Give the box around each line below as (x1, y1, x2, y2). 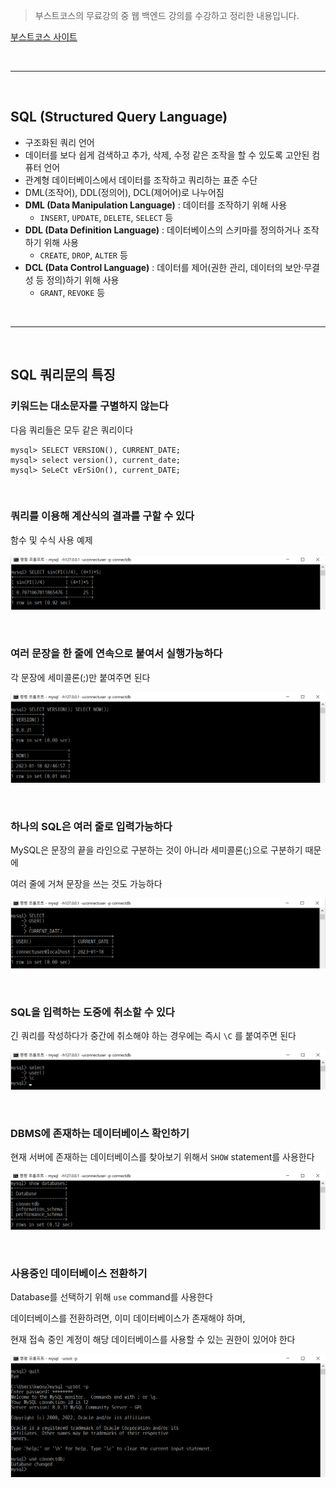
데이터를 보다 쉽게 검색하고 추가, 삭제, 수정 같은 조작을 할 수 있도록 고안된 (24, 149, 310, 161)
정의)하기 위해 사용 (46, 274, 120, 286)
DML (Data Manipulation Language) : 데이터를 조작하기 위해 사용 (24, 199, 288, 211)
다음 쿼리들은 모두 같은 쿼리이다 (10, 424, 134, 436)
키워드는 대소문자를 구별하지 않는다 (10, 399, 169, 413)
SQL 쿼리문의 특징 (10, 367, 116, 384)
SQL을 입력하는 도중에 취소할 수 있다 (10, 1005, 175, 1019)
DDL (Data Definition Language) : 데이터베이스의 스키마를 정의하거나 (24, 224, 301, 236)
